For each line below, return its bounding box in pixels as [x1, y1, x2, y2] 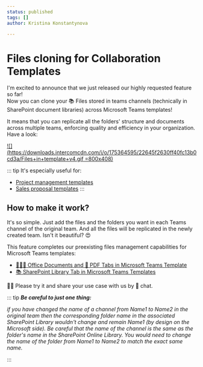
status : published [7, 8, 53, 15]
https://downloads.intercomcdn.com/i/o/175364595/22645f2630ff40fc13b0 [8, 149, 197, 156]
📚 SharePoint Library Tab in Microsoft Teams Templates [15, 268, 156, 276]
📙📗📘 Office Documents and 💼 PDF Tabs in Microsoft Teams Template [15, 261, 187, 269]
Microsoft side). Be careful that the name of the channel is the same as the [7, 325, 193, 333]
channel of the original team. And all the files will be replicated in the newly [7, 225, 193, 233]
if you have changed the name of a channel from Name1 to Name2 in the [7, 306, 189, 313]
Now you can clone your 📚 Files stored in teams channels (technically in [7, 97, 187, 105]
